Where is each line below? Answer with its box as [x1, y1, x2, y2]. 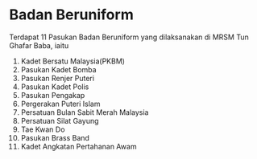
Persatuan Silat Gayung [20, 116, 99, 125]
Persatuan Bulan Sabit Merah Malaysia [20, 107, 149, 117]
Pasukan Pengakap [20, 90, 85, 100]
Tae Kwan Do [20, 124, 65, 134]
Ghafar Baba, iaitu [9, 40, 69, 50]
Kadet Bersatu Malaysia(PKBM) [20, 56, 126, 66]
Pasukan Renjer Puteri [20, 73, 95, 83]
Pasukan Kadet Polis [20, 82, 89, 92]
